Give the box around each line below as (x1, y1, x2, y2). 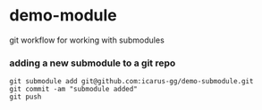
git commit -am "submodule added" (9, 85, 139, 94)
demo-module (9, 5, 118, 26)
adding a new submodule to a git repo (9, 57, 176, 69)
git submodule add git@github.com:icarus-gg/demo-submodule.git (9, 77, 254, 86)
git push (9, 92, 42, 102)
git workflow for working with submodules (9, 35, 165, 45)
